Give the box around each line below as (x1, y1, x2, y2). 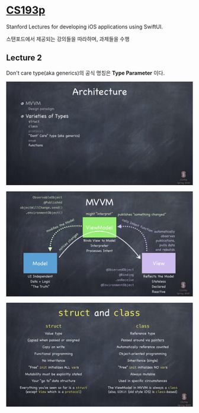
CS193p (6, 4, 46, 17)
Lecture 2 (6, 53, 43, 63)
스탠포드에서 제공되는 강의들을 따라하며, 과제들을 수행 (6, 35, 130, 42)
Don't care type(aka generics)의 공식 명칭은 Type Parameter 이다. (6, 69, 165, 76)
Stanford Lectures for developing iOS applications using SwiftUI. (6, 23, 163, 30)
